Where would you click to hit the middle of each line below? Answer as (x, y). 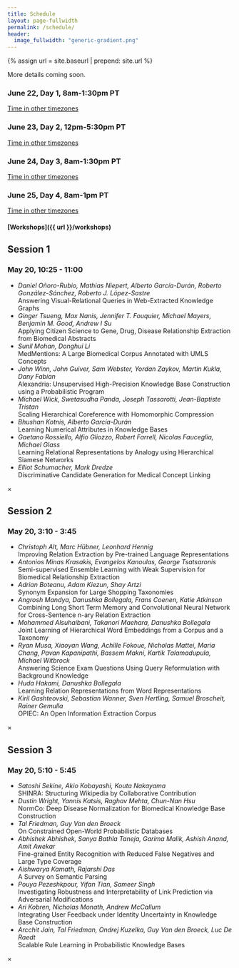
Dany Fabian (36, 376)
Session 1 (29, 249)
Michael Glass (39, 444)
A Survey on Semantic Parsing (62, 876)
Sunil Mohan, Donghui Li (54, 346)
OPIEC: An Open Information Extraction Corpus (87, 713)
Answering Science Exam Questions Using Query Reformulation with (118, 668)
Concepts (32, 361)
